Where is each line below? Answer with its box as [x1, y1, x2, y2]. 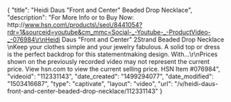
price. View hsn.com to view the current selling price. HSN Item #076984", [7, 65, 221, 73]
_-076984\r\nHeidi [7, 35, 60, 44]
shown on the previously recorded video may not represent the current [7, 58, 210, 65]
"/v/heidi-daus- [174, 80, 219, 87]
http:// [7, 21, 26, 28]
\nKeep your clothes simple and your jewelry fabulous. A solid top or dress [7, 43, 221, 51]
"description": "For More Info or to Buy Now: [7, 13, 134, 22]
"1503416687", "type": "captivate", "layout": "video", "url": [7, 80, 173, 87]
